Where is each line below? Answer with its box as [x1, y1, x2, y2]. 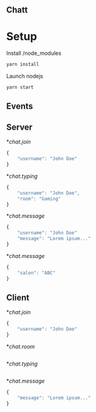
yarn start [6, 84, 34, 90]
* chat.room [6, 342, 35, 350]
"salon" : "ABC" [17, 270, 56, 276]
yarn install [6, 61, 39, 68]
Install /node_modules [6, 50, 62, 57]
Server [6, 122, 33, 132]
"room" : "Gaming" [17, 196, 61, 202]
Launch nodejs [6, 73, 44, 80]
